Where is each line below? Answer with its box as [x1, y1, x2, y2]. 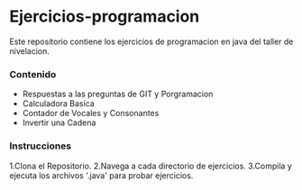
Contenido [9, 68, 57, 80]
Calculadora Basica [22, 98, 95, 109]
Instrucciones [9, 140, 72, 152]
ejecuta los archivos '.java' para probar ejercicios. [9, 169, 194, 181]
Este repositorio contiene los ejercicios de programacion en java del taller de [9, 36, 294, 47]
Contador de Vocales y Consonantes [22, 108, 160, 119]
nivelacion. [9, 45, 50, 56]
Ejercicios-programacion [9, 6, 200, 27]
